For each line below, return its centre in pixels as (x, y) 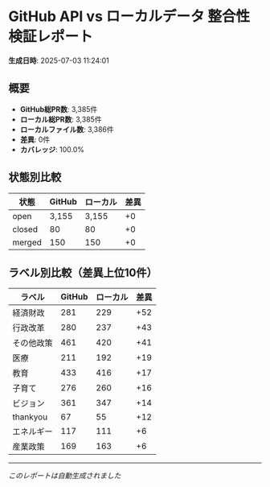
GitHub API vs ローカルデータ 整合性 (129, 17)
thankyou (30, 417)
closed (25, 229)
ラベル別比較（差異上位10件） (83, 272)
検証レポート (51, 37)
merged (27, 242)
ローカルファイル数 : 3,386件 (67, 129)
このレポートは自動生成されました (65, 476)
